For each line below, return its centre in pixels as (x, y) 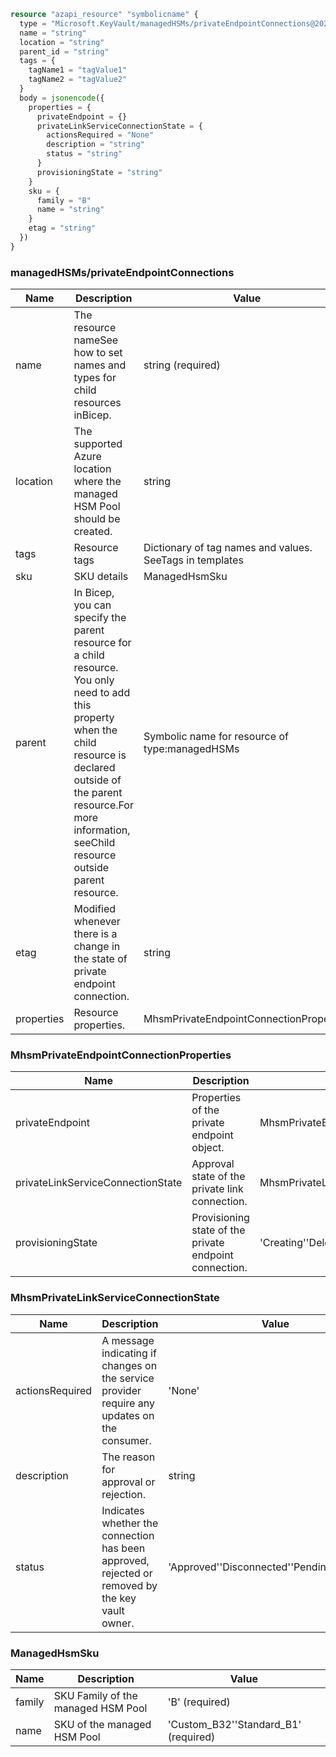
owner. (118, 1623)
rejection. (124, 1494)
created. (93, 532)
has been (123, 1548)
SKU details (101, 577)
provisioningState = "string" (99, 172)
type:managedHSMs (191, 749)
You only (94, 680)
